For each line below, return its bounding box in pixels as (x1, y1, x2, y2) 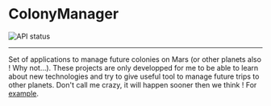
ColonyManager (8, 5, 119, 23)
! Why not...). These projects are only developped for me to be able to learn (8, 63, 259, 72)
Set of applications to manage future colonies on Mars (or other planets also (8, 54, 262, 64)
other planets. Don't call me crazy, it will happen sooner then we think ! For (8, 79, 257, 89)
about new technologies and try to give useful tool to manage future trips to (8, 71, 260, 81)
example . (8, 88, 39, 98)
